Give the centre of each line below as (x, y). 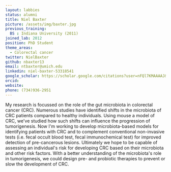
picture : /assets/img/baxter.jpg (41, 24)
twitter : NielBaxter (27, 57)
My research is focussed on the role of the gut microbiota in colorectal (79, 105)
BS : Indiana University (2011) (44, 33)
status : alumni (21, 15)
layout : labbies (22, 10)
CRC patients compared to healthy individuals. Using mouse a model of (80, 115)
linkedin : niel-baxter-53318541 (39, 72)
